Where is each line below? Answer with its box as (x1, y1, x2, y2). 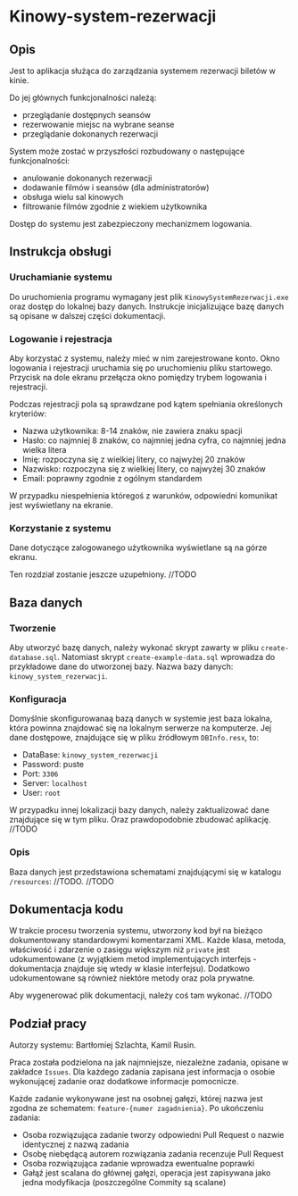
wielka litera (21, 444, 67, 455)
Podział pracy (9, 1016, 87, 1031)
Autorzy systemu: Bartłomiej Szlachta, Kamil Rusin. (9, 1040, 196, 1050)
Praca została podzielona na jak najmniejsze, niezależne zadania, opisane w (9, 1057, 289, 1068)
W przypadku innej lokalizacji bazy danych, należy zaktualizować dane (9, 805, 270, 815)
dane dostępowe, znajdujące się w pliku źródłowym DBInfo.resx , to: (9, 732, 260, 743)
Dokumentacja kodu (9, 901, 124, 916)
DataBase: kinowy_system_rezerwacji (21, 749, 159, 760)
